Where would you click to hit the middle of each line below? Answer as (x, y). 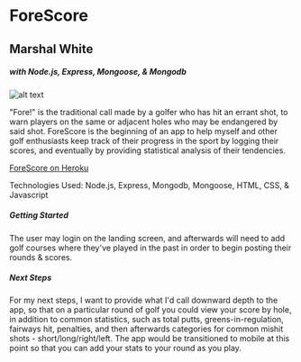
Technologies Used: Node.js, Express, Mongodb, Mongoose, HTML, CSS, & (150, 185)
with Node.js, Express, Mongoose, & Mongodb (98, 72)
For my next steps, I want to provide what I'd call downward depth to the (144, 300)
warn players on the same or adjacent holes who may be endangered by (144, 122)
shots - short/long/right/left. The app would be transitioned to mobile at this (150, 339)
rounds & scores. (41, 257)
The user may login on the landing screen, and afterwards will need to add (147, 238)
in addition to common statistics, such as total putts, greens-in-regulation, (146, 320)
